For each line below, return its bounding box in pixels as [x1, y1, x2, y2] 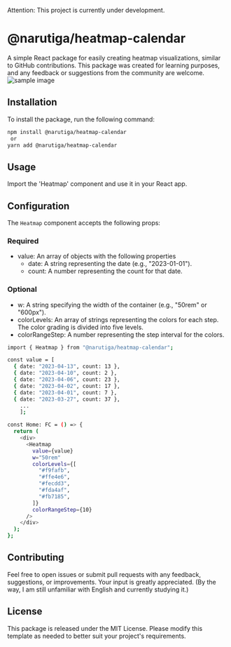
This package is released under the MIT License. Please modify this [7, 624, 203, 632]
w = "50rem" [32, 454, 61, 461]
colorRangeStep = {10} [32, 506, 92, 513]
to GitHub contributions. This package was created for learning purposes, [7, 61, 220, 69]
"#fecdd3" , [38, 480, 71, 487]
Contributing [7, 552, 64, 563]
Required [7, 236, 39, 246]
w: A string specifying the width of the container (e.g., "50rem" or [17, 300, 208, 309]
